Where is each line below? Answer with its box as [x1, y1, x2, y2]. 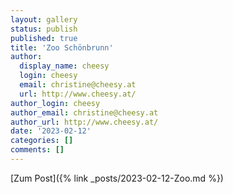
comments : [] [10, 145, 65, 155]
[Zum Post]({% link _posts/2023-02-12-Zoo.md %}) [10, 172, 224, 184]
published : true [10, 33, 78, 43]
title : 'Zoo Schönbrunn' [10, 42, 114, 53]
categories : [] [10, 136, 74, 146]
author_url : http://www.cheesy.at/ [10, 117, 159, 127]
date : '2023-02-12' [10, 126, 92, 136]
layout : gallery [10, 14, 78, 25]
